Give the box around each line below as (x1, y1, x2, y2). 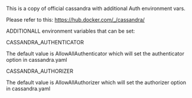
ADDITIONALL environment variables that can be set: (6, 27, 135, 34)
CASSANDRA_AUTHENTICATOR (6, 39, 84, 45)
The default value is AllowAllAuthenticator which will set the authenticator (6, 50, 184, 57)
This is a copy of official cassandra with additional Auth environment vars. (6, 5, 186, 12)
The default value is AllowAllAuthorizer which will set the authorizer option (6, 79, 187, 86)
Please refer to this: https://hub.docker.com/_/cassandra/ (6, 16, 145, 23)
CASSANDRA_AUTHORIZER (6, 68, 74, 75)
